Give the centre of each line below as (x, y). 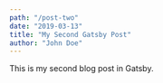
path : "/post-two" (44, 18)
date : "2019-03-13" (46, 26)
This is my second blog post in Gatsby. (81, 69)
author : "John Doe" (46, 43)
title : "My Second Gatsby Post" (70, 34)
